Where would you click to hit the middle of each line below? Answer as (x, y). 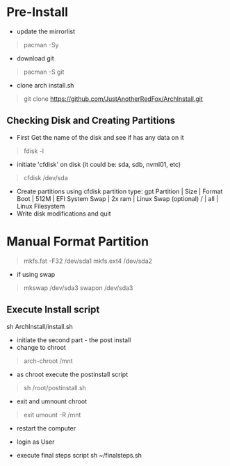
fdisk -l (34, 151)
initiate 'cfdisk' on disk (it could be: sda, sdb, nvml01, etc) (99, 164)
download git (35, 58)
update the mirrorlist (46, 31)
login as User (35, 442)
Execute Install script (53, 310)
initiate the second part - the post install (74, 340)
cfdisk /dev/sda (46, 177)
